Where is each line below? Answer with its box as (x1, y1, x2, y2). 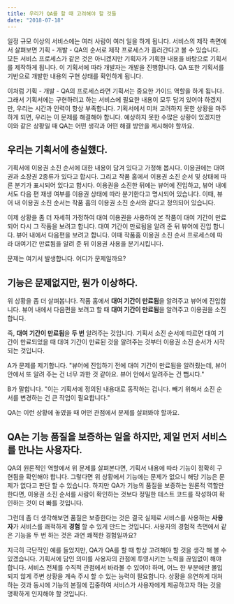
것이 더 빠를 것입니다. (25, 499, 84, 507)
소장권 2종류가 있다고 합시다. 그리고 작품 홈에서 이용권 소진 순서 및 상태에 (20, 172, 219, 181)
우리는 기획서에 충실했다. (7, 144, 108, 156)
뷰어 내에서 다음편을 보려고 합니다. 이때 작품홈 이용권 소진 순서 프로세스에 (16, 231, 216, 240)
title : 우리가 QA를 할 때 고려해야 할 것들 (7, 10, 117, 17)
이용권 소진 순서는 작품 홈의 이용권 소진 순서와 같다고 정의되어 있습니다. (22, 198, 216, 207)
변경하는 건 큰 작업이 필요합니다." (20, 394, 110, 402)
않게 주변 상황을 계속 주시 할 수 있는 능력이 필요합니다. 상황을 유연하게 (20, 572, 210, 580)
